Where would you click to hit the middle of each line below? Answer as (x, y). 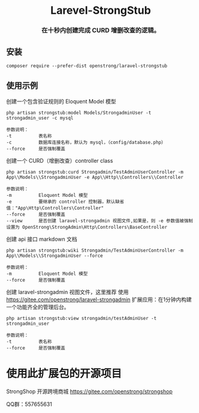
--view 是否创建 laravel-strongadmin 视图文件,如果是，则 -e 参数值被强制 (99, 221)
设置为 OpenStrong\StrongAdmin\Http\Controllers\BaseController (87, 227)
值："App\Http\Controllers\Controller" (55, 208)
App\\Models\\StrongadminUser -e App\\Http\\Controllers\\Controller (95, 177)
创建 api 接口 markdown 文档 (42, 239)
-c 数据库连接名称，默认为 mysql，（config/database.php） (86, 142)
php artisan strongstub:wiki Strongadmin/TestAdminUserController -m (95, 250)
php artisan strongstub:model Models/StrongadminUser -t (79, 113)
